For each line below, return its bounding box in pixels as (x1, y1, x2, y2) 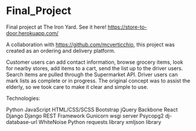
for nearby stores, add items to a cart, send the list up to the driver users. (6, 64, 183, 71)
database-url (6, 118, 38, 125)
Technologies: (6, 95, 40, 102)
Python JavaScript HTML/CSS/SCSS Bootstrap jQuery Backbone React (6, 106, 178, 113)
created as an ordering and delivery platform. (6, 47, 116, 54)
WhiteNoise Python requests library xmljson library (38, 118, 161, 125)
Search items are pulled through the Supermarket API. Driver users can (6, 71, 178, 78)
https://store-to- (107, 23, 147, 30)
